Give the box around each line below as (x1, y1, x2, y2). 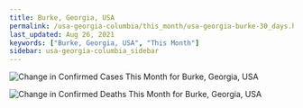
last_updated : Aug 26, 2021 (9, 30, 115, 39)
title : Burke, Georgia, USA (9, 13, 115, 22)
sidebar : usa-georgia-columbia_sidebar (9, 47, 160, 56)
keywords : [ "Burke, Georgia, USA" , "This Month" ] (9, 38, 200, 48)
